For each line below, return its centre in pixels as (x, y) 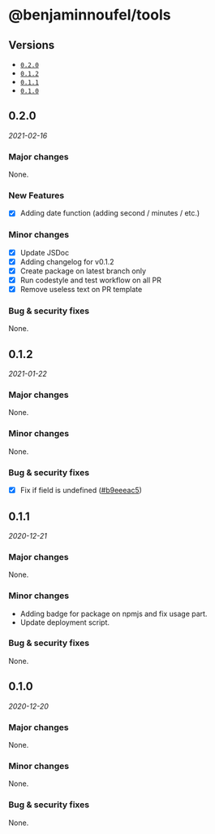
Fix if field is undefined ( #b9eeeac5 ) (81, 491)
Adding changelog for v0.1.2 (67, 261)
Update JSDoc (45, 252)
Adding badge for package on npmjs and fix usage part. (114, 613)
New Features (37, 195)
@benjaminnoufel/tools (90, 15)
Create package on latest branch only (83, 271)
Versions (32, 45)
